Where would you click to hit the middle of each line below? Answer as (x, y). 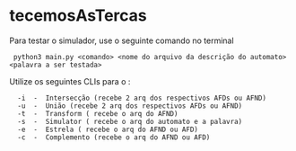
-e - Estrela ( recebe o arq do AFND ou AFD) (108, 129)
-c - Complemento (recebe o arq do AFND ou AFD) (114, 137)
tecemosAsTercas (78, 16)
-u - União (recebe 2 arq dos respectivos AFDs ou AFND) (130, 106)
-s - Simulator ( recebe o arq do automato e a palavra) (130, 121)
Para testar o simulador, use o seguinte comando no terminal (122, 40)
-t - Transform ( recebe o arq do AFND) (98, 113)
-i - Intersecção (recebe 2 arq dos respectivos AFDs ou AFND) (142, 98)
